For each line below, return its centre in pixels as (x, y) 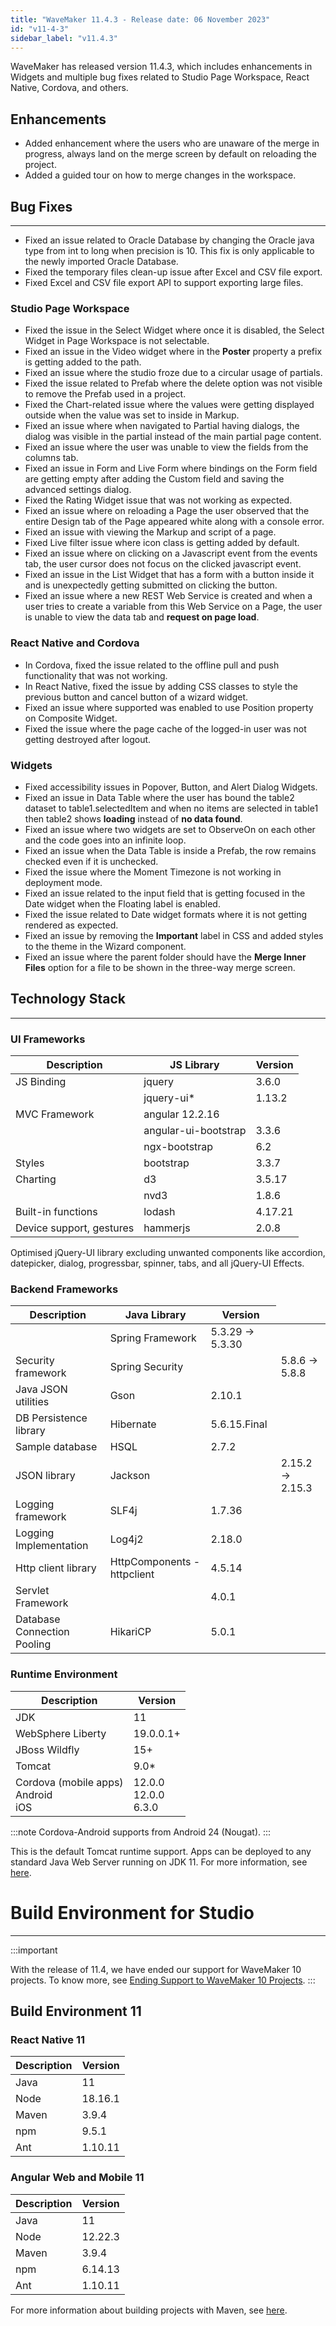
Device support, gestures (75, 1228)
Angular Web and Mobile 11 (77, 2178)
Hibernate (133, 1424)
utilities (32, 1402)
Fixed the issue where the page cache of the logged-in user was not (165, 728)
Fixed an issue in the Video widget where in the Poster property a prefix (173, 352)
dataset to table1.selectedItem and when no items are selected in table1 (171, 808)
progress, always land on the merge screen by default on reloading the (171, 154)
